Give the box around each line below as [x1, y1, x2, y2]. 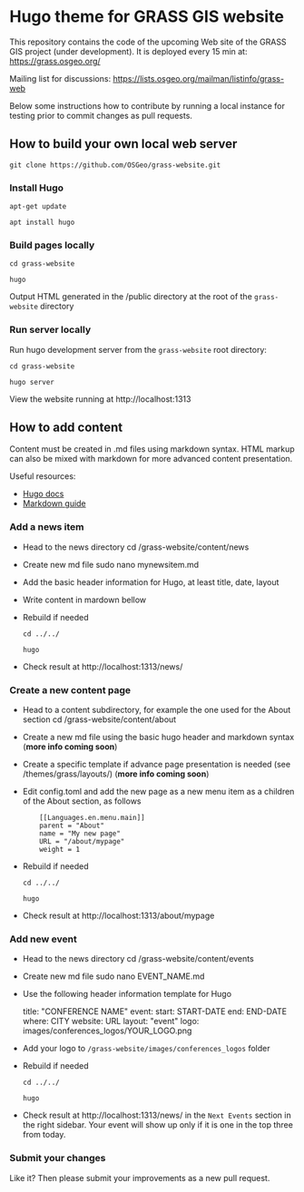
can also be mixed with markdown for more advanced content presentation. [9, 454, 293, 464]
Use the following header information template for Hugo [22, 989, 232, 1000]
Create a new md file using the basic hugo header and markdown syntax [22, 732, 295, 743]
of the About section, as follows [22, 796, 142, 806]
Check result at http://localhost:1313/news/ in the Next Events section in [22, 1109, 292, 1121]
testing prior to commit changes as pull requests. [9, 110, 193, 121]
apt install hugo [9, 218, 75, 228]
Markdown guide [22, 498, 86, 509]
